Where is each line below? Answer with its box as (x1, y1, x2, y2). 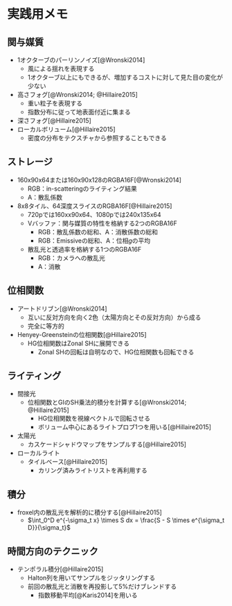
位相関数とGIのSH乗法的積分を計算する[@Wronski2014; (27, 398, 187, 406)
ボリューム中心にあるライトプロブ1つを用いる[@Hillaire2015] (37, 423, 211, 431)
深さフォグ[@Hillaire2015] (17, 116, 91, 125)
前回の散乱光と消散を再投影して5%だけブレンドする (27, 582, 177, 591)
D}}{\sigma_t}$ (27, 523, 71, 532)
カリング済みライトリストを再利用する (37, 466, 148, 475)
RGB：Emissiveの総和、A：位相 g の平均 (37, 236, 151, 245)
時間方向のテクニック (7, 545, 98, 557)
